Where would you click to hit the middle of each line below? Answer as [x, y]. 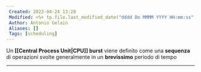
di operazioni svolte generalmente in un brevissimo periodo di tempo [92, 57]
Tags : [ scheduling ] [33, 34]
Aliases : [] [24, 28]
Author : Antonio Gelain [38, 23]
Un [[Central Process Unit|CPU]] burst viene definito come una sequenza [98, 51]
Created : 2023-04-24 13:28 [42, 12]
